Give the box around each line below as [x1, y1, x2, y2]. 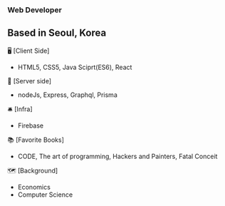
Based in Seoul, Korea [7, 27, 107, 39]
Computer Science [17, 190, 73, 199]
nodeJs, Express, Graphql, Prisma [17, 91, 117, 99]
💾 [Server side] [7, 76, 52, 85]
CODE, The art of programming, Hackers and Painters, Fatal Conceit [17, 152, 218, 160]
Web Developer [7, 5, 62, 15]
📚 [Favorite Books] [7, 135, 64, 144]
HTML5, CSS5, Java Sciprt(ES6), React [17, 63, 132, 71]
